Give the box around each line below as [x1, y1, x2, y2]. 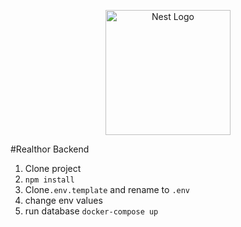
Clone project [24, 163, 82, 174]
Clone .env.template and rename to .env [24, 184, 191, 195]
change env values [24, 195, 103, 206]
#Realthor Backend [10, 143, 90, 155]
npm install [24, 175, 75, 185]
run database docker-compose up [24, 205, 159, 217]
